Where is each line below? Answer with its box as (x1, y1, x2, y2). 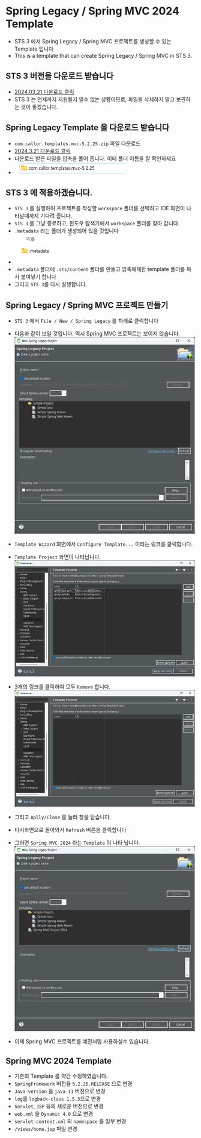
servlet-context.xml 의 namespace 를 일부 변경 (14, 1118, 127, 1125)
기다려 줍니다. (40, 212, 73, 219)
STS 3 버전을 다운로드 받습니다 (5, 71, 114, 81)
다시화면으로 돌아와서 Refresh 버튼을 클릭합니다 (14, 826, 127, 833)
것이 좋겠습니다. (20, 103, 58, 110)
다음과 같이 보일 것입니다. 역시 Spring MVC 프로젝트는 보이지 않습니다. (14, 330, 181, 337)
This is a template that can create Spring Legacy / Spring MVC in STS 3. (14, 52, 193, 59)
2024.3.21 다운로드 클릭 (14, 147, 71, 154)
